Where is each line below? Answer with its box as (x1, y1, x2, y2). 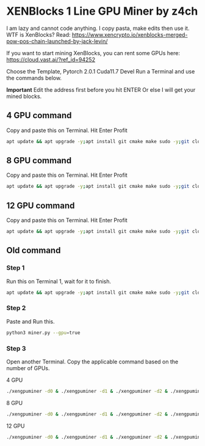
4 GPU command (6, 110, 72, 121)
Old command (6, 245, 61, 256)
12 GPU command (6, 200, 75, 210)
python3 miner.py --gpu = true (6, 329, 81, 336)
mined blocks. (6, 92, 42, 100)
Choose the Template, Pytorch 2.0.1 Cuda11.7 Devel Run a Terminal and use (6, 67, 195, 75)
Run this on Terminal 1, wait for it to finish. (6, 277, 112, 285)
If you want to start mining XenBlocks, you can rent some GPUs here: (6, 49, 180, 56)
